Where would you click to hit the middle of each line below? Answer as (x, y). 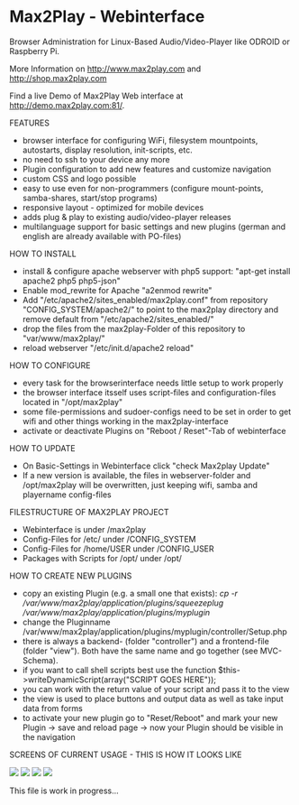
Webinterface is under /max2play (84, 529)
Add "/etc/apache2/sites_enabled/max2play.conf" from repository (145, 300)
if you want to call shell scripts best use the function (119, 670)
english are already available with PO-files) (102, 236)
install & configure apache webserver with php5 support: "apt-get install (156, 271)
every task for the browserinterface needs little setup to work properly (153, 383)
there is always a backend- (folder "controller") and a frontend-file (146, 641)
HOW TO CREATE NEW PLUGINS (71, 576)
